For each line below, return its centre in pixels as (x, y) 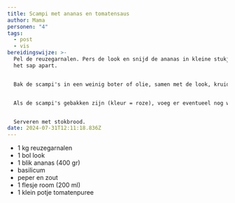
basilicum (31, 170)
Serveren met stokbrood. (50, 122)
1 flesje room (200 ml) (49, 185)
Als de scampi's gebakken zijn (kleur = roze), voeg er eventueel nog (119, 103)
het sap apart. (36, 66)
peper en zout (37, 178)
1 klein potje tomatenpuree (56, 193)
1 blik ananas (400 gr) (49, 163)
